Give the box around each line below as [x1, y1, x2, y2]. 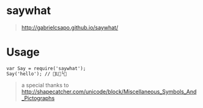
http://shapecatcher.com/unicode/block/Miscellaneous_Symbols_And [21, 88, 197, 95]
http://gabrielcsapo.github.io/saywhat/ [21, 24, 119, 31]
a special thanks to [21, 81, 69, 88]
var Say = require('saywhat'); [6, 65, 86, 71]
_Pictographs [21, 94, 55, 101]
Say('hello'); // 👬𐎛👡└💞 [6, 71, 67, 77]
